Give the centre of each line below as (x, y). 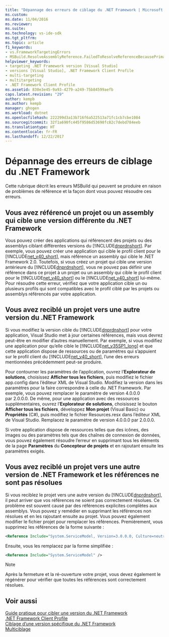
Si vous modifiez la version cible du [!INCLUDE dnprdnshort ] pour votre (78, 330)
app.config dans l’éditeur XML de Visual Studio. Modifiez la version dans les (84, 382)
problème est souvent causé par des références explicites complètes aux (81, 505)
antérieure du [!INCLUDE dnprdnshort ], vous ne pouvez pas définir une (78, 267)
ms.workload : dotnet (27, 113)
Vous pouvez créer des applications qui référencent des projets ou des (79, 240)
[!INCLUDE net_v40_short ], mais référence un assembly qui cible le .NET (80, 257)
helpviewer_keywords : (28, 61)
